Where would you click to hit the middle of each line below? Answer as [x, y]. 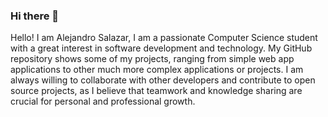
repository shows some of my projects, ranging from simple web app [152, 59]
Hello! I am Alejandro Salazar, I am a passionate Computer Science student [164, 38]
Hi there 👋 [35, 16]
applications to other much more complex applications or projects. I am [157, 70]
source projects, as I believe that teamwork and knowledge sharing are [156, 91]
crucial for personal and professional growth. [103, 101]
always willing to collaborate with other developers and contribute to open [163, 80]
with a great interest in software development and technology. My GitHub [161, 48]
